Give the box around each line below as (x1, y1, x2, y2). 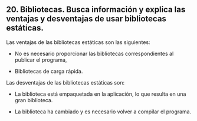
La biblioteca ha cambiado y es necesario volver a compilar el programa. (14, 108, 192, 115)
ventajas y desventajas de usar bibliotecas (6, 14, 167, 24)
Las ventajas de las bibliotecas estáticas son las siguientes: (6, 38, 150, 46)
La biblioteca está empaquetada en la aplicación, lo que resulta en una (14, 90, 186, 98)
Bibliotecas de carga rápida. (14, 68, 83, 75)
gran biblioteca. (14, 96, 53, 103)
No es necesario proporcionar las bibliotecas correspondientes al (14, 50, 174, 57)
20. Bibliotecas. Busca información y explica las (6, 5, 186, 15)
